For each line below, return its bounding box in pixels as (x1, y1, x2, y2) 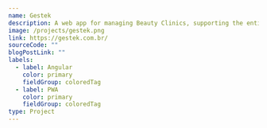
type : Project (8, 108, 56, 116)
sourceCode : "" (8, 41, 59, 49)
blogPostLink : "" (8, 48, 66, 56)
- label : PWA (15, 85, 59, 94)
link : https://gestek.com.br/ (8, 33, 109, 42)
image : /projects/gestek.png (8, 26, 105, 34)
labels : (8, 56, 34, 64)
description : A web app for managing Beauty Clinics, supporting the (8, 19, 244, 27)
